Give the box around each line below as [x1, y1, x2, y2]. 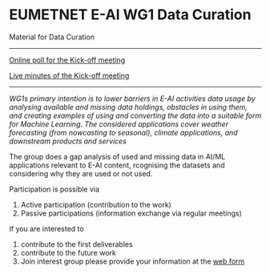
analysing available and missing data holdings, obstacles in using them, [9, 102, 248, 111]
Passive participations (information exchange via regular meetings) [20, 208, 243, 218]
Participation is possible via [9, 184, 99, 194]
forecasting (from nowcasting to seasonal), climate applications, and [9, 127, 239, 137]
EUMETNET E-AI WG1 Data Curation [9, 6, 252, 24]
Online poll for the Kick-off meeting [9, 54, 126, 65]
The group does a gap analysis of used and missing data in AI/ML [9, 151, 226, 161]
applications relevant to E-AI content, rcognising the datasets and [9, 160, 225, 170]
